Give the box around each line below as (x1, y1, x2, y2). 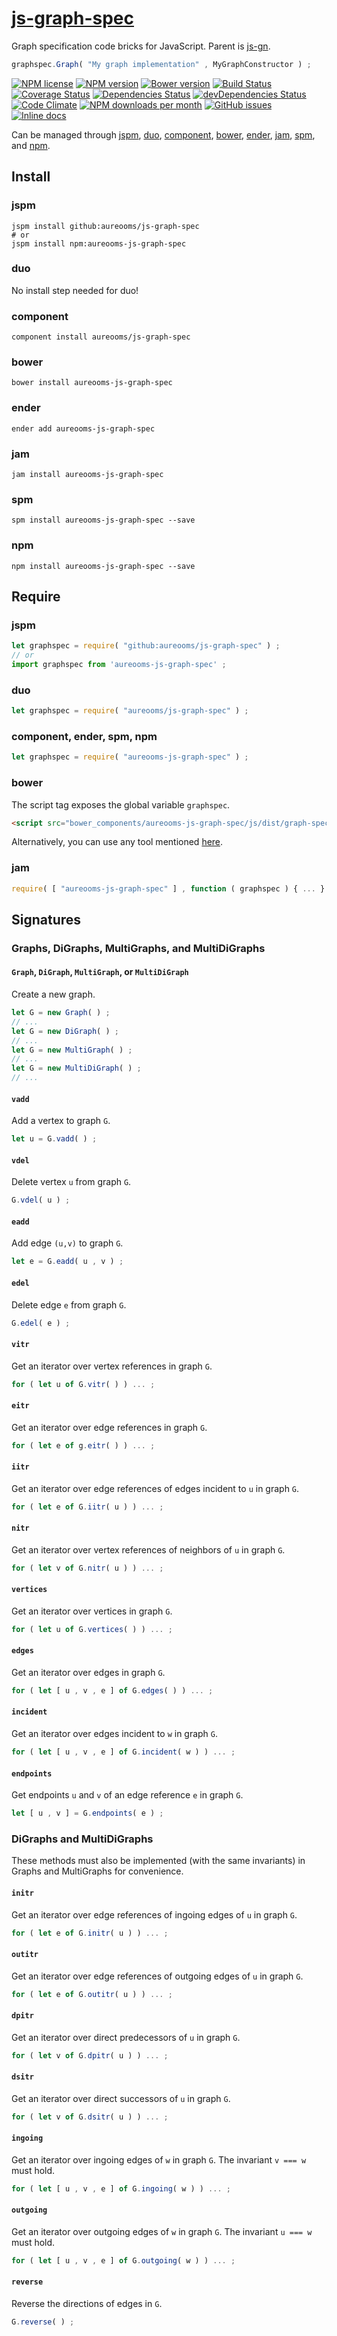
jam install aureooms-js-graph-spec (11, 469, 164, 479)
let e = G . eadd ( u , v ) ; (11, 1257, 124, 1267)
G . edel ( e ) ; (11, 1318, 71, 1328)
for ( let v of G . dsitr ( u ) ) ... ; (11, 2112, 169, 2122)
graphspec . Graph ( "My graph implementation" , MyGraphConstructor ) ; (11, 59, 312, 69)
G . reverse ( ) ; (11, 2317, 75, 2327)
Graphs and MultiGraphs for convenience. (11, 1865, 184, 1877)
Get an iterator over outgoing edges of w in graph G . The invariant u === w (11, 2225, 313, 2237)
